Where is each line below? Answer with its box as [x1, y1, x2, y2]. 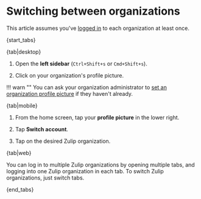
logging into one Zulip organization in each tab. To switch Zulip [6, 167, 164, 175]
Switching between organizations [6, 4, 181, 18]
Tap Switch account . [15, 125, 69, 132]
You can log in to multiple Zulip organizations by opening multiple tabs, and [6, 161, 195, 168]
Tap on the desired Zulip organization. [15, 137, 111, 145]
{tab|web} [6, 149, 32, 156]
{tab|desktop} [6, 48, 41, 56]
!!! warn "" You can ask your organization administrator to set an [6, 84, 167, 91]
